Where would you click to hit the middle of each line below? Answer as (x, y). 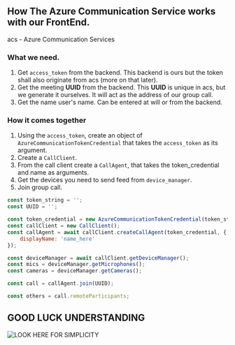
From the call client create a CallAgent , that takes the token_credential (118, 165)
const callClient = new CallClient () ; (64, 226)
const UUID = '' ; (33, 207)
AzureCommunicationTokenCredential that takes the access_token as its (117, 143)
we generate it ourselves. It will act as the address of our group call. (115, 95)
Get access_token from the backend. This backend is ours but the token (120, 73)
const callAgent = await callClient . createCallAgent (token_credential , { (117, 232)
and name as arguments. (53, 172)
